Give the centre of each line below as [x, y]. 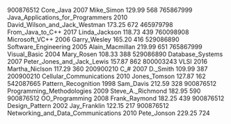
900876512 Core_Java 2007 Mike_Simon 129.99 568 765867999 [100, 10]
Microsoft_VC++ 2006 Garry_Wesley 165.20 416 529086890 [93, 39]
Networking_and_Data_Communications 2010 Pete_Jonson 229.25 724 [109, 113]
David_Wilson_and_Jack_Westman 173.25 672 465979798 [90, 25]
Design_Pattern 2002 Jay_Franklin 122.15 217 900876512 [88, 106]
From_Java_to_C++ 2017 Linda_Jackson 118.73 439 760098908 [98, 32]
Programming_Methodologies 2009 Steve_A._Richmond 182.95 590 [104, 91]
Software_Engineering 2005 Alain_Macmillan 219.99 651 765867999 [105, 47]
